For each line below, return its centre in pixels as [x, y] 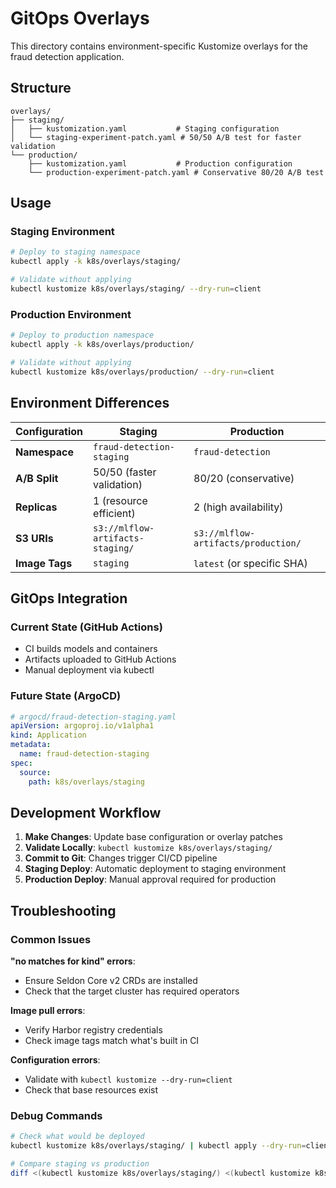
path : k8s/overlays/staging [86, 782]
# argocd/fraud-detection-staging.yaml [93, 717]
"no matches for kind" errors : [73, 961]
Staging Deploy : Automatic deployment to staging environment [155, 869]
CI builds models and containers [91, 649]
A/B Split [37, 478]
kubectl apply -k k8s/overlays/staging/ [96, 262]
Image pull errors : [48, 1011]
